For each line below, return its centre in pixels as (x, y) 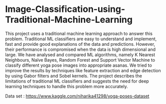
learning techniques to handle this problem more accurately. (66, 86)
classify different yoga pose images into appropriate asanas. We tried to (79, 65)
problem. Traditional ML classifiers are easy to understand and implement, (81, 39)
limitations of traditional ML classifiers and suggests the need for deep (77, 81)
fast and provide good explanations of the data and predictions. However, (80, 44)
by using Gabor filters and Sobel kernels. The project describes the (74, 76)
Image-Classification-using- (65, 9)
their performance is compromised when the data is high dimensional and (81, 49)
